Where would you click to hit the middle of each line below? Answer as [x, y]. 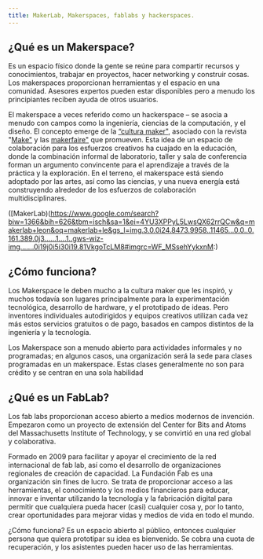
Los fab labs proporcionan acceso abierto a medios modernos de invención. [131, 417]
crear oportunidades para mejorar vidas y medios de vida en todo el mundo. [131, 515]
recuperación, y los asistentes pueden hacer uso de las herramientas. [121, 547]
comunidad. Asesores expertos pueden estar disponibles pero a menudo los [131, 91]
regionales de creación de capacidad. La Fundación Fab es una [111, 473]
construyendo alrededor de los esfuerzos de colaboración [102, 190]
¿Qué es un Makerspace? [71, 48]
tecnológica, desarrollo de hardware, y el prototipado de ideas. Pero [119, 307]
